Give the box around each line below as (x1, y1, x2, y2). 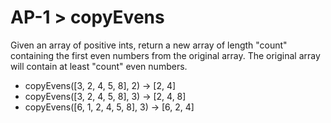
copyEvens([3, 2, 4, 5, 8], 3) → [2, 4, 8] (24, 90, 187, 102)
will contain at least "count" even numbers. (10, 60, 188, 72)
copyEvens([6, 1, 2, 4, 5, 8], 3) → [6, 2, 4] (24, 101, 195, 113)
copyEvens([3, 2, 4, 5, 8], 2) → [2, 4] (24, 79, 177, 91)
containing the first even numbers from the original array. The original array (10, 49, 321, 61)
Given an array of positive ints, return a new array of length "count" (10, 39, 288, 51)
